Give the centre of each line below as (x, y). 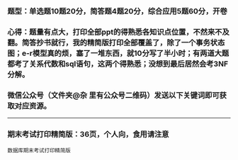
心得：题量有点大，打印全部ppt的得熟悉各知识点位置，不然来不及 (119, 32)
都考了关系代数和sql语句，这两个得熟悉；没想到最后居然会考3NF (118, 64)
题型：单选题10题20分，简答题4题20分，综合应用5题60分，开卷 (118, 11)
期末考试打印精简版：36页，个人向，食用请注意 (88, 135)
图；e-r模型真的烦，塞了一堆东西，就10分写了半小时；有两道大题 (118, 53)
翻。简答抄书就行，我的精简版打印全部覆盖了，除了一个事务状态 (116, 42)
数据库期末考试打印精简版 (39, 151)
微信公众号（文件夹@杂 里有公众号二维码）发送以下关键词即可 (113, 95)
